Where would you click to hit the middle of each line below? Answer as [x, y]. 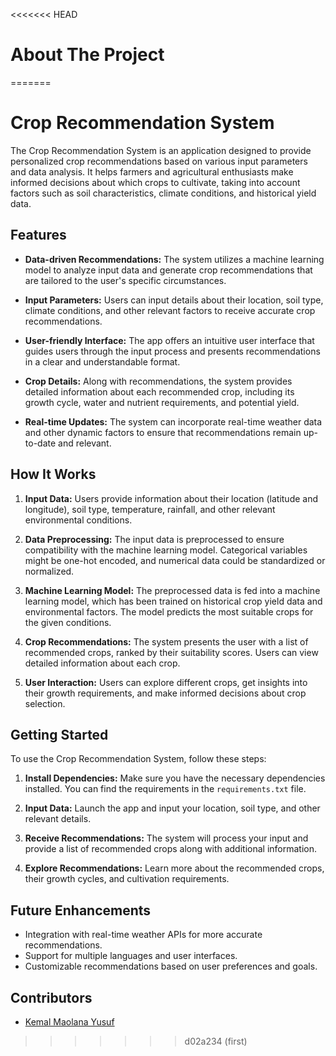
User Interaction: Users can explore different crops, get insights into [166, 682]
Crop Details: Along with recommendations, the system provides [158, 381]
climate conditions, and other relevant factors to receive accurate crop [170, 310]
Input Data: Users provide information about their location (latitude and [171, 498]
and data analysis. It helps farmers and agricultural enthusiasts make [152, 171]
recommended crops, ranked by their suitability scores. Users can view [171, 652]
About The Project [87, 55]
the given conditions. [68, 622]
